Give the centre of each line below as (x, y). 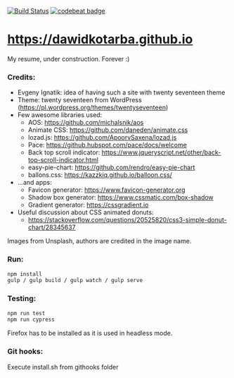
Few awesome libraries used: (60, 115)
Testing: (22, 298)
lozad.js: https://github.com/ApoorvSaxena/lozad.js (102, 138)
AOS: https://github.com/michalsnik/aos (86, 123)
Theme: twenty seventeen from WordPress (79, 100)
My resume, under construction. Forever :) (69, 59)
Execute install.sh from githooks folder (63, 367)
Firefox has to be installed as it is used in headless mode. (90, 333)
